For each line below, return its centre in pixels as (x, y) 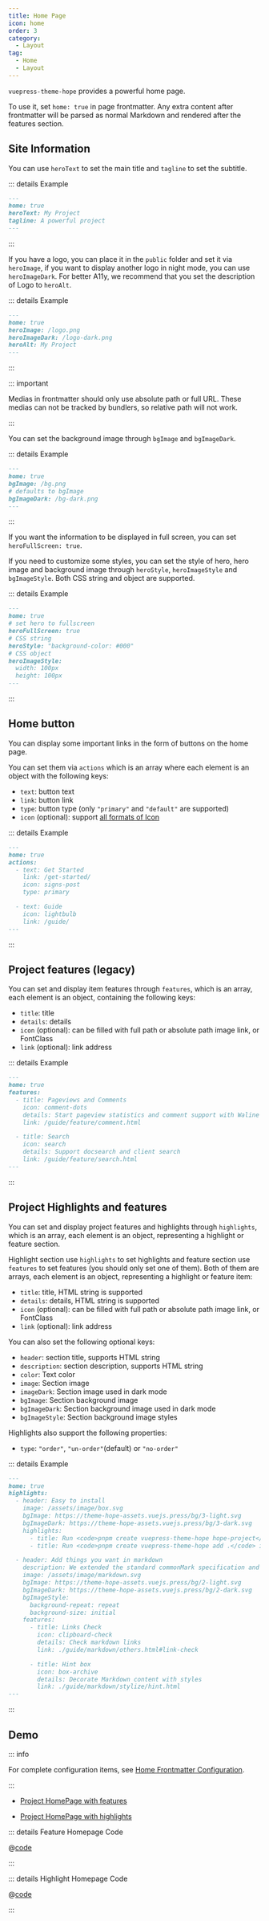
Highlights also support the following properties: (88, 1433)
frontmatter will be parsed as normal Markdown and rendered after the (125, 115)
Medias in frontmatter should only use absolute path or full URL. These (125, 399)
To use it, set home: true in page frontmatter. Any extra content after (121, 106)
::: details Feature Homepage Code (66, 1832)
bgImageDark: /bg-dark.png (53, 499)
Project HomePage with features (73, 1800)
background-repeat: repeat (74, 1605)
